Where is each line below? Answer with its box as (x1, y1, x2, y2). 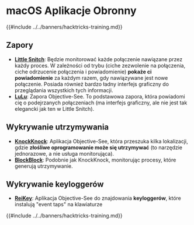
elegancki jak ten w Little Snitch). (14, 105, 95, 112)
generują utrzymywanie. (14, 162, 73, 170)
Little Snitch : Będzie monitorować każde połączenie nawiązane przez (14, 55, 183, 62)
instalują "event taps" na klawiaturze (14, 201, 103, 208)
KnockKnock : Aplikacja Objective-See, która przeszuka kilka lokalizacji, (14, 138, 188, 145)
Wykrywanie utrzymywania (6, 122, 109, 132)
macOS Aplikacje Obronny (6, 4, 137, 17)
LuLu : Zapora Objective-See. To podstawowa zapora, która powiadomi (14, 93, 185, 100)
